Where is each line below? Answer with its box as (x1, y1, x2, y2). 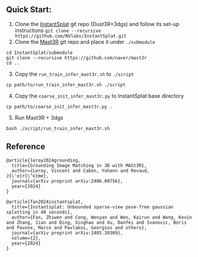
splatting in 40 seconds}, (6, 209, 73, 215)
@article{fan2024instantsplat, (6, 198, 84, 205)
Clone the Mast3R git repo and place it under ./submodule (14, 38, 155, 45)
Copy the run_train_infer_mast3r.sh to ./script (14, 70, 135, 78)
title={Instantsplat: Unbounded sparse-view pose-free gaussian (11, 204, 174, 210)
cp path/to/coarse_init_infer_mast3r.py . (6, 104, 113, 110)
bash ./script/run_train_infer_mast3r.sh (6, 126, 110, 131)
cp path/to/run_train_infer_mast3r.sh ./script (6, 82, 126, 88)
